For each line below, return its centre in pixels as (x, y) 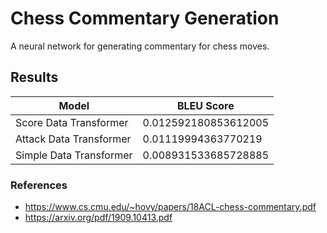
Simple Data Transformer (74, 155)
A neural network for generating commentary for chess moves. (140, 46)
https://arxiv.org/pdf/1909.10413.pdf (98, 218)
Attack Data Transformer (73, 139)
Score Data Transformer (72, 122)
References (39, 185)
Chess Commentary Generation (145, 18)
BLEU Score (205, 105)
